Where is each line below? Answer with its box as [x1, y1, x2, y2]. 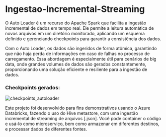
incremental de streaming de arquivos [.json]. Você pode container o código [5, 116, 162, 122]
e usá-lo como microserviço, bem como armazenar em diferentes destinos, [5, 121, 160, 127]
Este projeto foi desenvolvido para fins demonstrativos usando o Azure [5, 105, 151, 111]
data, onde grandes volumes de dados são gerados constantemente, [5, 61, 147, 67]
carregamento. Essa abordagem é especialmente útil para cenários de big [5, 56, 157, 62]
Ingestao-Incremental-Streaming [5, 3, 145, 15]
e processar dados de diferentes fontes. [5, 126, 87, 132]
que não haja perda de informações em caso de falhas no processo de [5, 51, 150, 57]
